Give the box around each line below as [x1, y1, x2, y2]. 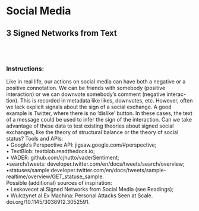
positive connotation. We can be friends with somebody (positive [6, 84, 166, 91]
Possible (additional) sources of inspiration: [6, 179, 112, 186]
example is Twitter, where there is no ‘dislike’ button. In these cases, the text [6, 109, 193, 117]
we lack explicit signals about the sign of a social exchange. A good [6, 103, 172, 110]
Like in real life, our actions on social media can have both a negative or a [6, 77, 186, 85]
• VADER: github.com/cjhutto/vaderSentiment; [6, 154, 120, 161]
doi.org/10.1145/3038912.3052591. [6, 198, 90, 205]
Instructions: [6, 64, 45, 73]
